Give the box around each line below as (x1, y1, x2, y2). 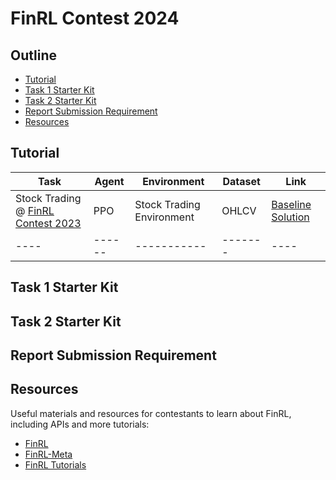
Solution (271, 210, 310, 224)
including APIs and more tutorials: (10, 418, 150, 430)
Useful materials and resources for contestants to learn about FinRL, (10, 407, 292, 419)
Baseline (271, 197, 312, 211)
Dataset (222, 174, 261, 188)
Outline (10, 47, 57, 64)
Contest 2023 (15, 216, 82, 230)
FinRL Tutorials (24, 458, 87, 471)
